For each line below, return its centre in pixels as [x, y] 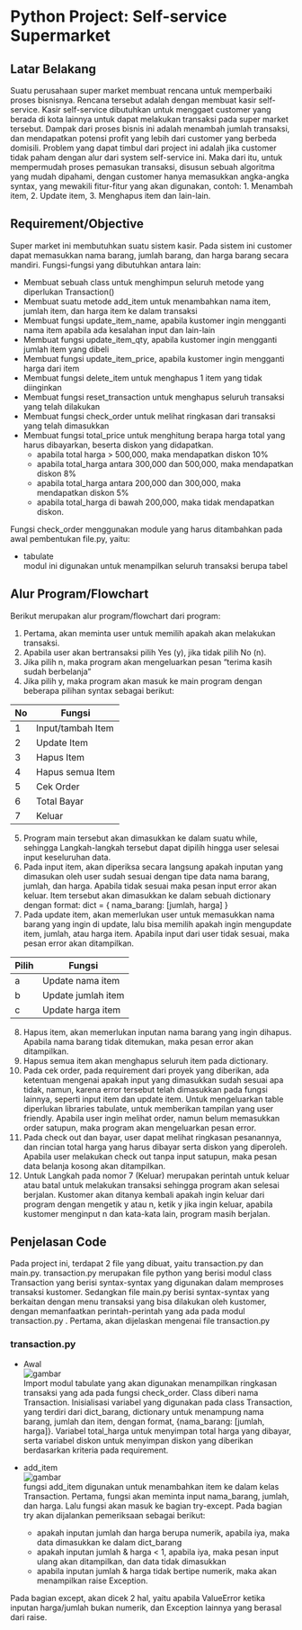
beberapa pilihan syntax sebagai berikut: [98, 690]
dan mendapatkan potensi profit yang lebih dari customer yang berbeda [143, 138]
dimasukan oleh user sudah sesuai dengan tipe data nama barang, [147, 876]
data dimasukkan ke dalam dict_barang [109, 1542]
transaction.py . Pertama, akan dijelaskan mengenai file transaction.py [140, 1321]
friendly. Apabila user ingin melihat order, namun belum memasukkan [151, 1118]
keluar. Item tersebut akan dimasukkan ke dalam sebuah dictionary [147, 895]
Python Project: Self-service [119, 17]
